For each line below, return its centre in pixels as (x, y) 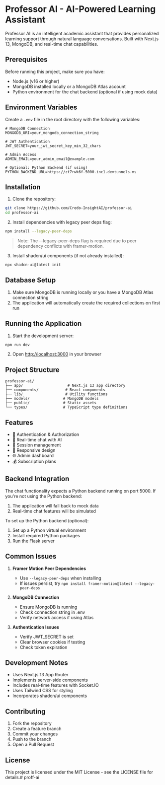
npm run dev (17, 345)
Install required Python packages (46, 535)
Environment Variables (41, 107)
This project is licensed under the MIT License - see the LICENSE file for (79, 772)
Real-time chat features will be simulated (54, 511)
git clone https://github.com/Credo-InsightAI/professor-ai (69, 208)
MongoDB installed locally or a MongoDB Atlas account (69, 86)
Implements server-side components (50, 680)
